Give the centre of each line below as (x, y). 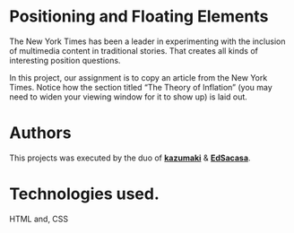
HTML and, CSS (39, 219)
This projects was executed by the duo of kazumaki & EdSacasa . (130, 158)
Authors (40, 133)
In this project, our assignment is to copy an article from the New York (138, 77)
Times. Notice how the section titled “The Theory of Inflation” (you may (141, 87)
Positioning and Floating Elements (139, 17)
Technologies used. (84, 194)
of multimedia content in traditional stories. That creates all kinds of (134, 50)
